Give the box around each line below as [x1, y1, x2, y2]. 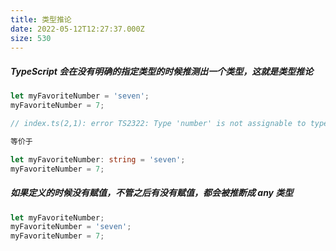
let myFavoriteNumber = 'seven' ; [10, 91, 150, 101]
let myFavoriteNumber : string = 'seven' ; [10, 154, 186, 165]
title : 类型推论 [10, 14, 72, 25]
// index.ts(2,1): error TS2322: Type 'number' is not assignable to [10, 119, 307, 129]
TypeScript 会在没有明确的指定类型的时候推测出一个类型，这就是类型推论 [10, 65, 314, 77]
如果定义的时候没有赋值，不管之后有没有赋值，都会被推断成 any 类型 [10, 187, 294, 199]
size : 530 [10, 33, 52, 43]
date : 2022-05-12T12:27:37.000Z [10, 24, 145, 34]
